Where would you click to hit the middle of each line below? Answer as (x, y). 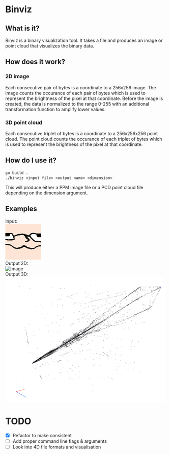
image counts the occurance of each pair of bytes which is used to (76, 93)
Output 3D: (17, 274)
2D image (17, 77)
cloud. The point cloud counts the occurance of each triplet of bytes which (84, 139)
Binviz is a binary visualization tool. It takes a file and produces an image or (84, 40)
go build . (17, 173)
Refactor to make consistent (42, 435)
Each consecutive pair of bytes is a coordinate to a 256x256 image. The (81, 87)
